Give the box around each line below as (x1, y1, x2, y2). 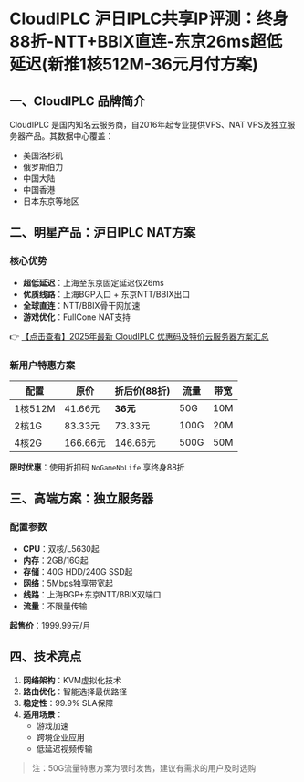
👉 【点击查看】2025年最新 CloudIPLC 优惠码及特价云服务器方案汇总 (9, 331, 269, 342)
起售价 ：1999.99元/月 (9, 619, 91, 630)
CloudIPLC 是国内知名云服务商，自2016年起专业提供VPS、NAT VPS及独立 (9, 120, 288, 130)
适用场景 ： (22, 709, 64, 720)
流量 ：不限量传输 (22, 600, 88, 611)
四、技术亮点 (9, 650, 82, 665)
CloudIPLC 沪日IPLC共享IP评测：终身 (9, 8, 289, 29)
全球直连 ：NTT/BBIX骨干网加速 (22, 300, 141, 311)
